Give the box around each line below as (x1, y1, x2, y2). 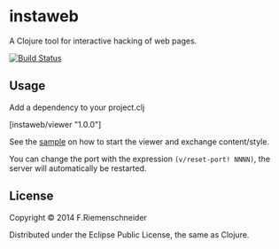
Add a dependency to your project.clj (9, 102, 145, 113)
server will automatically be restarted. (9, 162, 147, 174)
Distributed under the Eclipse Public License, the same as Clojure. (9, 229, 250, 240)
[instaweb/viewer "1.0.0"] (9, 119, 102, 129)
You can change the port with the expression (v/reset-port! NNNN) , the (9, 153, 271, 164)
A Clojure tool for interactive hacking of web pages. (9, 35, 198, 46)
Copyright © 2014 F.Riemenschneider (9, 212, 148, 222)
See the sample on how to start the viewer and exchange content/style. (9, 136, 270, 147)
